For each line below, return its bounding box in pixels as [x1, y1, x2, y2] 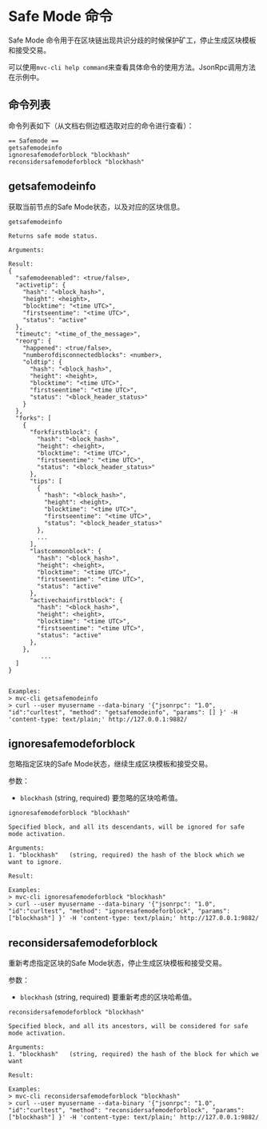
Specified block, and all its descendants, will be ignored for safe [8, 823, 245, 831]
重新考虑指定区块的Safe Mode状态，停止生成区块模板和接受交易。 [8, 958, 226, 968]
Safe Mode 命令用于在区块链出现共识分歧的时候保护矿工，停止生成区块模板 [8, 35, 257, 45]
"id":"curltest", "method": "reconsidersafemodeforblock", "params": [8, 1107, 245, 1115]
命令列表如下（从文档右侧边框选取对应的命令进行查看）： [8, 121, 194, 131]
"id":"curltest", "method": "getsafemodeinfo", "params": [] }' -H [8, 708, 238, 717]
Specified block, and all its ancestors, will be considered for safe [8, 1023, 249, 1031]
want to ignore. [8, 858, 62, 866]
